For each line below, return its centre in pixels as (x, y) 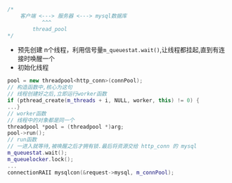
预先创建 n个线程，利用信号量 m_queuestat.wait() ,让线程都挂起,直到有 (118, 50)
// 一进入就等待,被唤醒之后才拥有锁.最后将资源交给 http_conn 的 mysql (102, 146)
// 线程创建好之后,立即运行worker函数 (57, 94)
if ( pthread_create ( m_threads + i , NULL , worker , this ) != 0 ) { (103, 101)
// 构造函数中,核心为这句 (40, 87)
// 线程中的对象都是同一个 (41, 120)
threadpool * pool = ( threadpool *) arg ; (66, 127)
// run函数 (22, 140)
